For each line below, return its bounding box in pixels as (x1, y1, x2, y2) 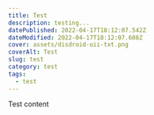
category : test (8, 63, 58, 71)
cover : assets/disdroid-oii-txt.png (8, 41, 129, 49)
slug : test (8, 56, 44, 64)
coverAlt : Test (8, 48, 58, 56)
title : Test (8, 11, 47, 20)
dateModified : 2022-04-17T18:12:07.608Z (8, 33, 144, 42)
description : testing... (8, 19, 90, 27)
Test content (8, 99, 50, 109)
